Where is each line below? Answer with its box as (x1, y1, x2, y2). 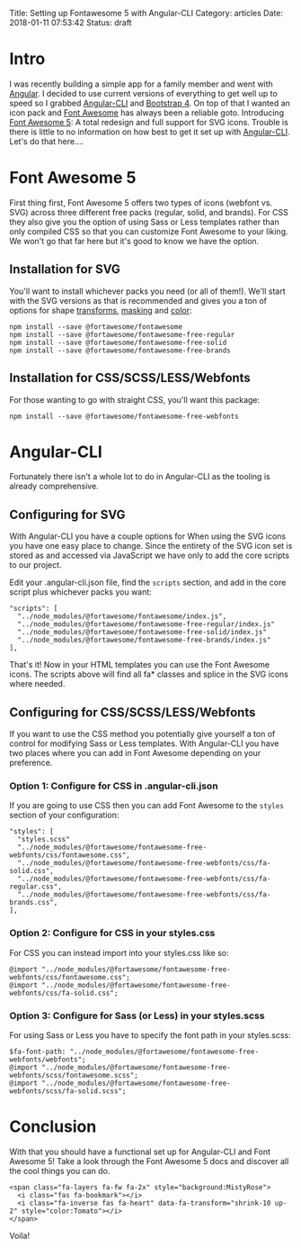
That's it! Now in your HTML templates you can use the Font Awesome (9, 660, 270, 670)
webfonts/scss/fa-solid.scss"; (9, 1086, 127, 1096)
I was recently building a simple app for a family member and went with (9, 78, 274, 89)
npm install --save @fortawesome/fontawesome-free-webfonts (9, 412, 240, 421)
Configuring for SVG (9, 506, 126, 522)
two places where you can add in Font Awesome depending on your (9, 748, 261, 759)
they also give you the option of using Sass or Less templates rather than (9, 216, 280, 227)
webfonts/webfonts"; (9, 1054, 87, 1064)
